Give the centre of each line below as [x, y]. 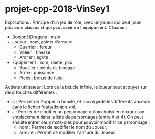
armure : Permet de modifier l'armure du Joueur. [67, 132]
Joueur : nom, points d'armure [42, 42]
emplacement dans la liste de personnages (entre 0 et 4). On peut [77, 117]
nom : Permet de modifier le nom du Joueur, [63, 127]
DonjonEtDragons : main [36, 37]
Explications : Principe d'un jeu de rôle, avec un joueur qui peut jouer [73, 22]
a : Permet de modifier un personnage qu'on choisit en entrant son [78, 111]
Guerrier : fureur [35, 47]
